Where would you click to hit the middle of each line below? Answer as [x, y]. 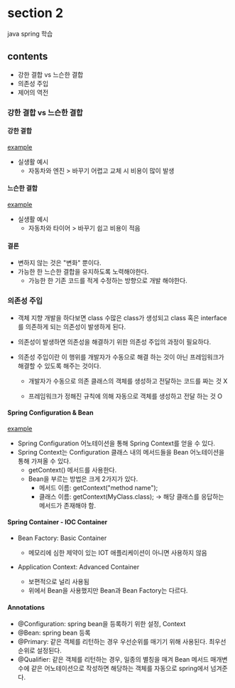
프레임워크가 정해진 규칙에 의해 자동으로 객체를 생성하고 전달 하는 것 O [125, 396]
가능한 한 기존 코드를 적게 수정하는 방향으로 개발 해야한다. [108, 281]
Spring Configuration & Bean [50, 413]
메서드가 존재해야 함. [67, 505]
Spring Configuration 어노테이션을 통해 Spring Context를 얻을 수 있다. [116, 443]
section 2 [35, 13]
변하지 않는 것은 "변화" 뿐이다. [59, 263]
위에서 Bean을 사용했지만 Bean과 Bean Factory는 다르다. [108, 590]
